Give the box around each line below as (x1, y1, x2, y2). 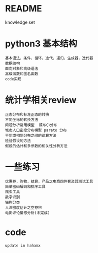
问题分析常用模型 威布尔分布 (5, 122, 58, 127)
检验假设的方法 (5, 138, 31, 143)
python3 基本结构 (5, 38, 77, 49)
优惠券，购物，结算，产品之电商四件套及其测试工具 (5, 179, 94, 184)
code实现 (5, 76, 22, 81)
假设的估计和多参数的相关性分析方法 (5, 144, 68, 148)
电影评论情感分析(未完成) (5, 210, 50, 215)
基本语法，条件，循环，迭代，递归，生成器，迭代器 (5, 55, 94, 61)
